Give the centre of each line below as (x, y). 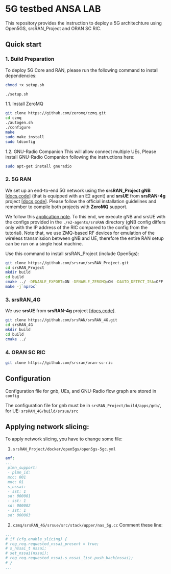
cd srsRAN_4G (19, 325)
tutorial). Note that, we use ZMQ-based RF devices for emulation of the (80, 233)
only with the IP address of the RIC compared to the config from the (77, 227)
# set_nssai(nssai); (27, 553)
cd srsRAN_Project (25, 268)
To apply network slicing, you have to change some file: (64, 439)
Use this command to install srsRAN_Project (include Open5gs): (72, 254)
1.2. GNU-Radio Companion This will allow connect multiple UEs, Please (81, 152)
